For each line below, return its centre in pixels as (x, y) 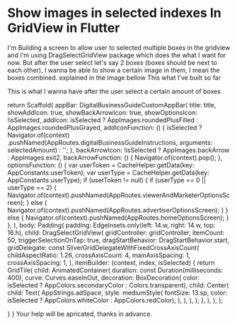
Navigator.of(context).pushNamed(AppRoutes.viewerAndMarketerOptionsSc (119, 195)
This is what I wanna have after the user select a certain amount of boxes (114, 91)
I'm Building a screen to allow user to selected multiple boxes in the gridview (119, 47)
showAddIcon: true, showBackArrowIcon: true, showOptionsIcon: (103, 112)
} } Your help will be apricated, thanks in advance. (80, 314)
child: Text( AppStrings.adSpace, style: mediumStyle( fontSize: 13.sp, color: (117, 292)
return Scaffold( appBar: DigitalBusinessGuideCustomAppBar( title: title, (112, 105)
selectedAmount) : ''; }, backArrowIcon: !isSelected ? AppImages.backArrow (118, 150)
